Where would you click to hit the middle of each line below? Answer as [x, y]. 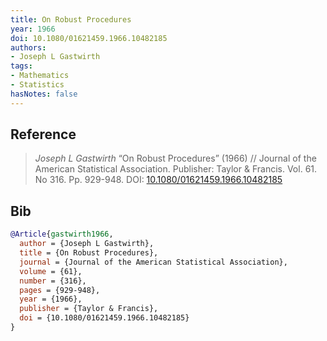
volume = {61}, [51, 271]
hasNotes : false [44, 94]
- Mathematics [40, 76]
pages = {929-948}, [60, 290]
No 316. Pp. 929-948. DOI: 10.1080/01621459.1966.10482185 [158, 180]
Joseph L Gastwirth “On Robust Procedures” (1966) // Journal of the [175, 158]
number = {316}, [53, 281]
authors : [28, 47]
